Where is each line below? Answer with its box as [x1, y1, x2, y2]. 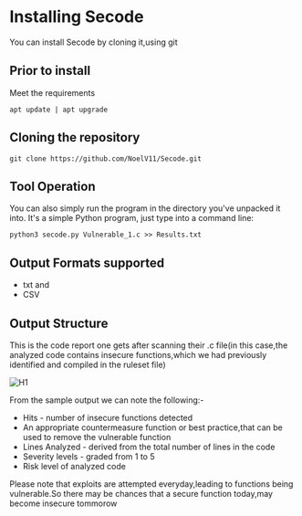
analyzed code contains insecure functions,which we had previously [9, 350, 267, 360]
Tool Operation [9, 178, 96, 194]
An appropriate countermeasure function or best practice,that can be [22, 422, 283, 433]
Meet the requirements [9, 87, 96, 98]
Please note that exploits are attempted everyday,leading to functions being [9, 479, 294, 490]
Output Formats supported [9, 255, 165, 270]
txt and [22, 279, 50, 290]
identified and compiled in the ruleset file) [9, 359, 166, 370]
